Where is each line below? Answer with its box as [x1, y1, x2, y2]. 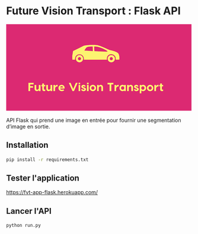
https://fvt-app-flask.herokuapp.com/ [6, 189, 98, 196]
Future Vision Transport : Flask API [6, 4, 181, 18]
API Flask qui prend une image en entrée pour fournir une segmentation [6, 116, 181, 124]
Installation [6, 140, 49, 150]
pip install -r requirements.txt [6, 156, 89, 163]
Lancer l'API [6, 206, 52, 216]
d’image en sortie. [6, 123, 50, 130]
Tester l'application [6, 173, 80, 184]
